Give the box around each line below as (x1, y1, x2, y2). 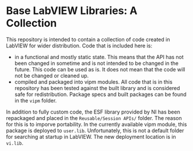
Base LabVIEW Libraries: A (6, 4, 138, 18)
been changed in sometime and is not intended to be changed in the (14, 60, 179, 67)
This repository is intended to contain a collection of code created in (6, 36, 170, 43)
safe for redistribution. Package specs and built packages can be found (14, 91, 187, 98)
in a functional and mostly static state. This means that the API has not (14, 53, 184, 60)
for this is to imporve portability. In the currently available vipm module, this (6, 121, 187, 128)
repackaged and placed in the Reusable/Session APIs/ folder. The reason (6, 114, 183, 121)
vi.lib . (6, 139, 23, 146)
